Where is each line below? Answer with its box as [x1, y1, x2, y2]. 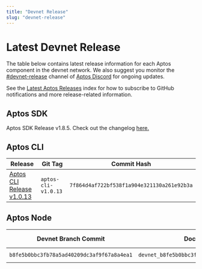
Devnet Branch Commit [37, 234, 105, 243]
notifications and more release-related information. [6, 91, 133, 98]
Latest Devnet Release [6, 40, 121, 54]
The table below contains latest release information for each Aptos [6, 60, 171, 67]
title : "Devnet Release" [6, 8, 69, 15]
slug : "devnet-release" [6, 14, 66, 20]
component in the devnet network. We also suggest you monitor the [6, 67, 175, 74]
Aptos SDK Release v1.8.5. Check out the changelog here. [6, 125, 149, 132]
